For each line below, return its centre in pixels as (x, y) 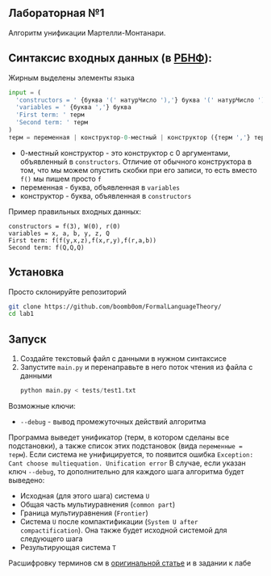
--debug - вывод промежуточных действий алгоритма (113, 422)
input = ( (25, 92)
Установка (36, 273)
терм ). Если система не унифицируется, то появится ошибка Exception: (131, 454)
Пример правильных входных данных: (75, 211)
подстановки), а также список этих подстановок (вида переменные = (126, 446)
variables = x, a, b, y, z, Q (59, 233)
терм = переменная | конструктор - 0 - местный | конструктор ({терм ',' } (129, 137)
